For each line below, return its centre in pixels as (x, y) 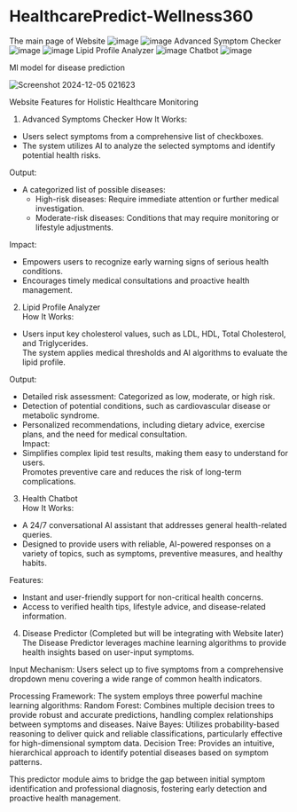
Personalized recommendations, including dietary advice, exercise (144, 424)
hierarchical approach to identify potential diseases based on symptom (139, 753)
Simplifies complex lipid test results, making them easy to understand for (155, 453)
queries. (37, 534)
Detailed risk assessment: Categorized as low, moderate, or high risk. (148, 396)
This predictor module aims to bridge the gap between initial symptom (137, 779)
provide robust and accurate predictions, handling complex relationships (141, 714)
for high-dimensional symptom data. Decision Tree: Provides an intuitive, (142, 743)
